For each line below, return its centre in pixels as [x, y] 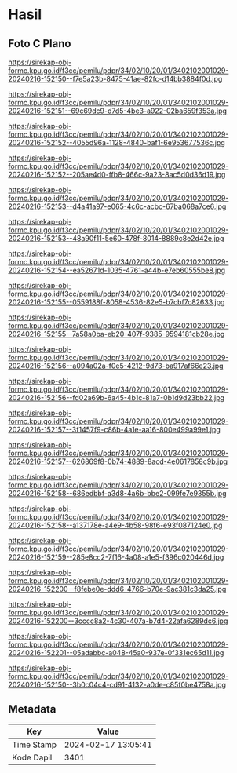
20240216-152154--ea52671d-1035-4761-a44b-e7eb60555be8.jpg [117, 270]
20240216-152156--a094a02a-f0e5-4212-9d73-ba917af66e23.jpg [116, 366]
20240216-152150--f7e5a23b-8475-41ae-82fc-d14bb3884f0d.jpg [115, 79]
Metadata [32, 709]
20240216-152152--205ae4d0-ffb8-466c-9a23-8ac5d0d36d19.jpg [117, 175]
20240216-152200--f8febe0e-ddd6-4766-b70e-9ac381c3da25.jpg [117, 589]
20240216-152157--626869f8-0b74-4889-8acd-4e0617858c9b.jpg [118, 461]
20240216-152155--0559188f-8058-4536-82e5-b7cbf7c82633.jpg [117, 302]
